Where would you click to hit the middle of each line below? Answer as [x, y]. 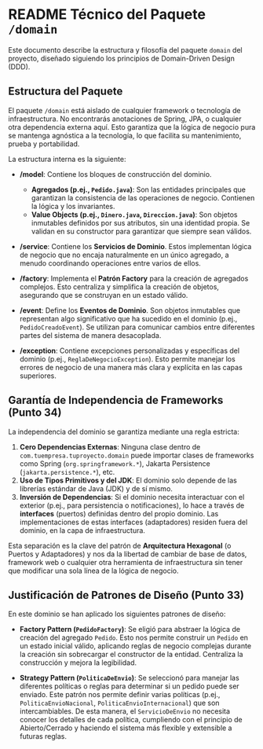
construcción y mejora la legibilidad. [78, 663]
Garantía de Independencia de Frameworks [116, 400]
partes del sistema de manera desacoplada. [90, 335]
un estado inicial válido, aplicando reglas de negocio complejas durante [135, 646]
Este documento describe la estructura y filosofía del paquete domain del [125, 50]
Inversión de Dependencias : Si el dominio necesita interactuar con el [132, 497]
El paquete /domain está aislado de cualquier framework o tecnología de [124, 110]
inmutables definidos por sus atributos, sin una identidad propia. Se [141, 222]
